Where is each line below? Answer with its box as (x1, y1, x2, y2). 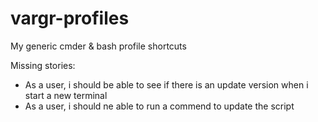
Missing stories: (10, 59, 76, 71)
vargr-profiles (10, 7, 130, 30)
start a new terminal (24, 89, 108, 101)
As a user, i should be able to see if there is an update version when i (24, 78, 309, 91)
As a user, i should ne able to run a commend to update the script (24, 100, 295, 112)
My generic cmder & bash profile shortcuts (10, 40, 187, 52)
